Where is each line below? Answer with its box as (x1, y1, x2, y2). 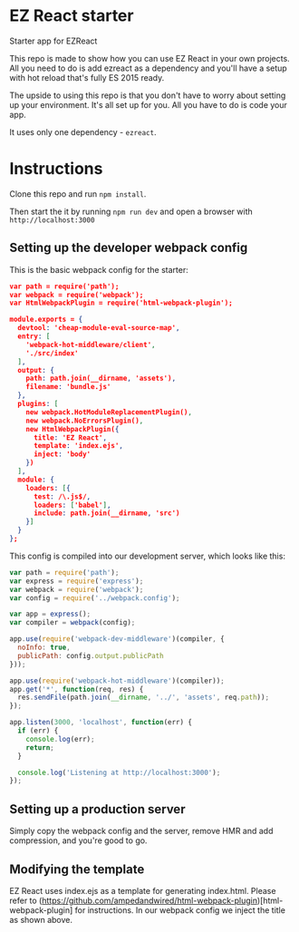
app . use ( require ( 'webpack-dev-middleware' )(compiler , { (9, 635, 225, 644)
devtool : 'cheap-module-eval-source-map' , (17, 324, 180, 333)
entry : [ (17, 332, 51, 341)
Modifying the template (9, 861, 145, 877)
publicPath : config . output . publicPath (17, 651, 165, 660)
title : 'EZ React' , (33, 432, 107, 442)
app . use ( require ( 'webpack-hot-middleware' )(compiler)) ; (9, 676, 225, 685)
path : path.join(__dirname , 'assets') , (25, 374, 177, 383)
